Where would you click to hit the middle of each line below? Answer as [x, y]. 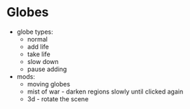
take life [39, 54]
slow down [43, 61]
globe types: [35, 32]
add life [38, 46]
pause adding [47, 69]
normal [38, 39]
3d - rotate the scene [58, 98]
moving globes [49, 84]
